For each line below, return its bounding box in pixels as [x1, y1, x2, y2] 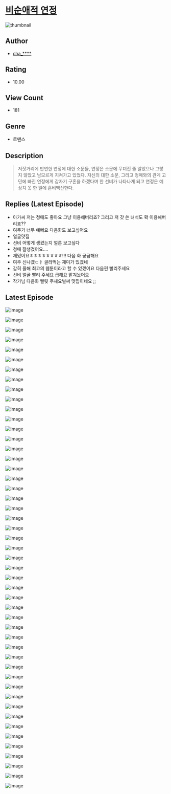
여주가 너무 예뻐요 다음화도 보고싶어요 [12, 227, 88, 233]
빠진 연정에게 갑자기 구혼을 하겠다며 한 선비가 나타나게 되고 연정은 [27, 179, 158, 184]
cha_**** [12, 50, 32, 56]
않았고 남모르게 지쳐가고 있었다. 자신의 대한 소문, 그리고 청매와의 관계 [23, 172, 161, 178]
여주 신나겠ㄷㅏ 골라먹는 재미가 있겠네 [12, 259, 88, 265]
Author [5, 37, 28, 46]
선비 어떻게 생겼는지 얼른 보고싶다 [12, 239, 80, 246]
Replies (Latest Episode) [5, 200, 84, 209]
